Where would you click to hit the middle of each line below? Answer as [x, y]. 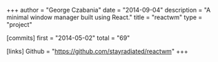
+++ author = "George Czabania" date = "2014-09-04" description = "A [109, 10]
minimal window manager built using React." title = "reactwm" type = [105, 17]
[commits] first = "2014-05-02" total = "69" [68, 38]
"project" [19, 24]
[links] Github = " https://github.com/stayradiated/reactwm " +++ [98, 51]
